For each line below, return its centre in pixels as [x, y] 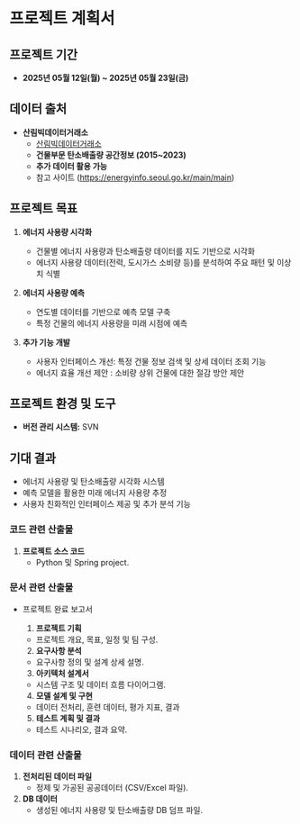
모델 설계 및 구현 [64, 695]
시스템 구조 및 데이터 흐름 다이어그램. [101, 684]
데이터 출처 [38, 109]
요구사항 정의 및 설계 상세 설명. [90, 662]
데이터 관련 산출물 [46, 755]
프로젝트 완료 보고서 [57, 609]
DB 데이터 [40, 799]
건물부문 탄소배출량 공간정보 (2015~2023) [111, 155]
